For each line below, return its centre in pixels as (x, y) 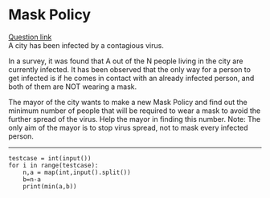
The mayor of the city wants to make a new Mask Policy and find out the (128, 102)
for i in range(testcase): (53, 165)
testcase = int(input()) (50, 158)
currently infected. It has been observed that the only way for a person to (130, 69)
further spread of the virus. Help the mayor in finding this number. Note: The (135, 119)
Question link (30, 37)
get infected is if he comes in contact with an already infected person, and (131, 78)
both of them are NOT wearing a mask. (73, 87)
